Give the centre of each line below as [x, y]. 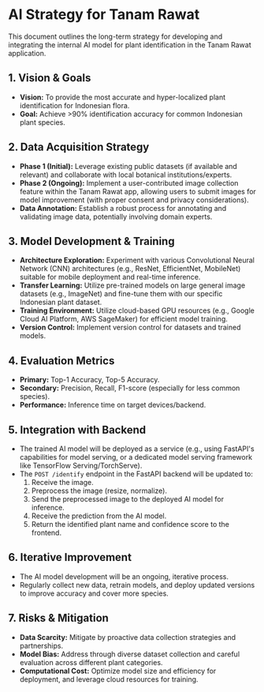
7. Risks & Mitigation [58, 618]
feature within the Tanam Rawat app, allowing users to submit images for [138, 191]
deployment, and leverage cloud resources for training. [109, 679]
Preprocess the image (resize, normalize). [99, 491]
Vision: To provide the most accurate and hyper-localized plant [123, 97]
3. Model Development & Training [91, 241]
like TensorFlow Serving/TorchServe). [81, 465]
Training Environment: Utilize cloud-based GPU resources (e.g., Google [137, 310]
